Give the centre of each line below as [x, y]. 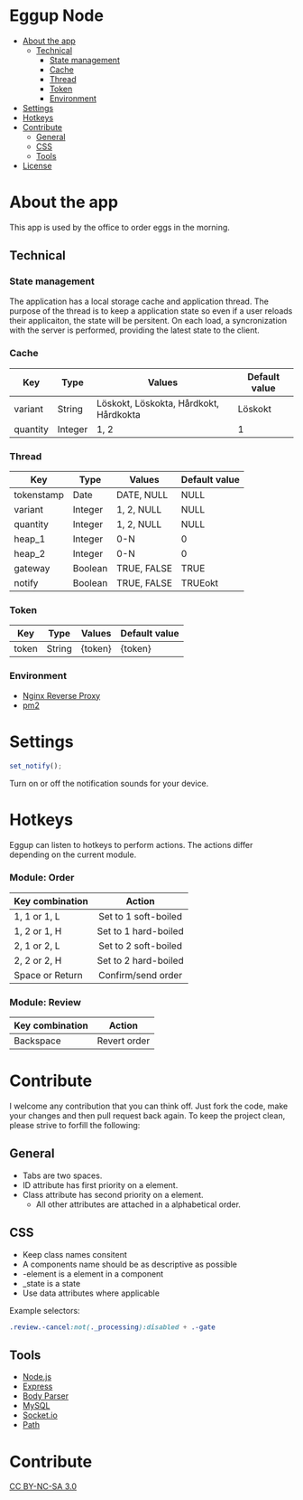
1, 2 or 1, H [38, 930]
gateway [32, 569]
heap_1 [30, 539]
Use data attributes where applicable [91, 1293]
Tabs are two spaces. [62, 1175]
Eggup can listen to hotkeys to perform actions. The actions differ [131, 844]
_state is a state [51, 1283]
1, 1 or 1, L [37, 916]
